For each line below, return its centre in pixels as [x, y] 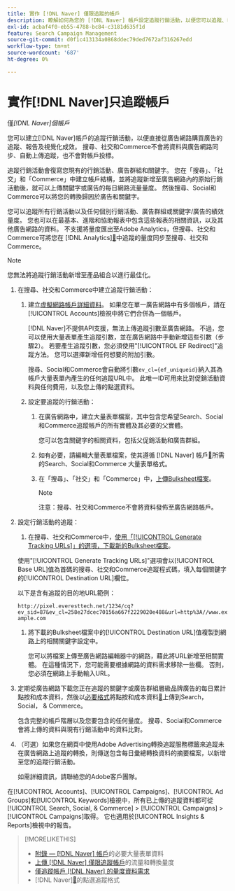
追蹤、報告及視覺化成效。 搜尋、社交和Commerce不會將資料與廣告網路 [110, 146]
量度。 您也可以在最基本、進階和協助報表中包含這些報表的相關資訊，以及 [112, 220]
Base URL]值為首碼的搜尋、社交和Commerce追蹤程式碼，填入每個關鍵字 [122, 569]
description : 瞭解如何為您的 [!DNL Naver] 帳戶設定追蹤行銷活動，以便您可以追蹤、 [117, 20]
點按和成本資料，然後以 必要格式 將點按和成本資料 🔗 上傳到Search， [112, 696]
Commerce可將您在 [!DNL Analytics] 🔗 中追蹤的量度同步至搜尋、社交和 [108, 237]
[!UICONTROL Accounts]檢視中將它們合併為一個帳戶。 [106, 313]
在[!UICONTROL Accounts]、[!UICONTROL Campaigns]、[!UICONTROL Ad [115, 791]
